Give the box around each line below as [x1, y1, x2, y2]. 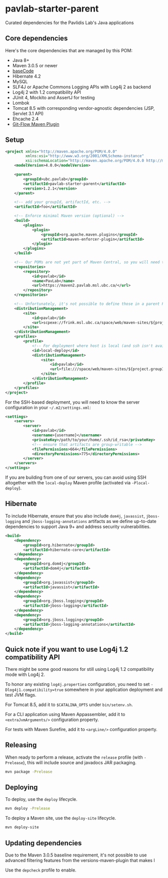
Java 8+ [12, 57, 29, 63]
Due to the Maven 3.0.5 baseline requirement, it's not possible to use [5, 852, 147, 858]
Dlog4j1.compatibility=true [5, 687, 64, 692]
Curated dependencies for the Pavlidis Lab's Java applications [5, 20, 134, 26]
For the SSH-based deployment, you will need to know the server [5, 399, 140, 405]
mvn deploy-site [5, 825, 39, 830]
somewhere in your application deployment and [64, 686, 163, 692]
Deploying [5, 783, 38, 792]
